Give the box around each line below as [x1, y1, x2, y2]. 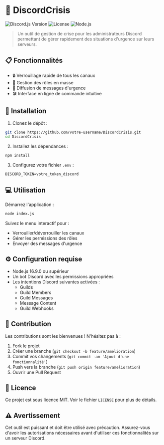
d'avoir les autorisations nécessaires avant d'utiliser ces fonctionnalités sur [5, 430, 159, 436]
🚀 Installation [5, 107, 47, 115]
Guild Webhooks [19, 305, 54, 311]
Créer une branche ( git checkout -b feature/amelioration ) [12, 348, 136, 354]
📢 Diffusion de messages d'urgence [12, 85, 86, 91]
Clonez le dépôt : [12, 120, 48, 126]
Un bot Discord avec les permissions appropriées [12, 273, 114, 279]
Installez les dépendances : [12, 143, 69, 149]
